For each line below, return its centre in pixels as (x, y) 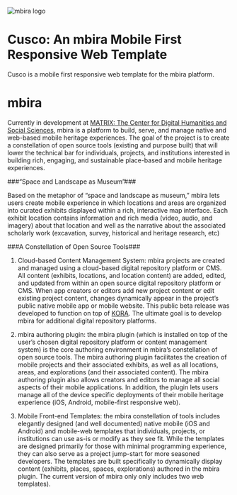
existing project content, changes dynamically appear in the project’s (118, 298)
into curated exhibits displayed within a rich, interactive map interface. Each (118, 210)
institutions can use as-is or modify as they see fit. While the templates (121, 438)
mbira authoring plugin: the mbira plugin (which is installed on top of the (122, 334)
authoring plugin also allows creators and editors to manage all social (118, 379)
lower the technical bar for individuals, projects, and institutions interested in (118, 152)
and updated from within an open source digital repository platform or (119, 283)
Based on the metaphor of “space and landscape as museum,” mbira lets (114, 195)
